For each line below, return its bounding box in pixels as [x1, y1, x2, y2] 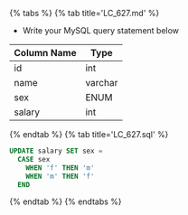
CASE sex [17, 154, 51, 164]
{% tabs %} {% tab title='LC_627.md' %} [9, 8, 160, 18]
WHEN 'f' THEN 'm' [25, 163, 95, 173]
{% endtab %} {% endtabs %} [9, 196, 122, 207]
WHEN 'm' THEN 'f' [25, 172, 95, 181]
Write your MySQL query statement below [22, 25, 179, 35]
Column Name [14, 47, 77, 59]
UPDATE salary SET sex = [9, 146, 103, 155]
